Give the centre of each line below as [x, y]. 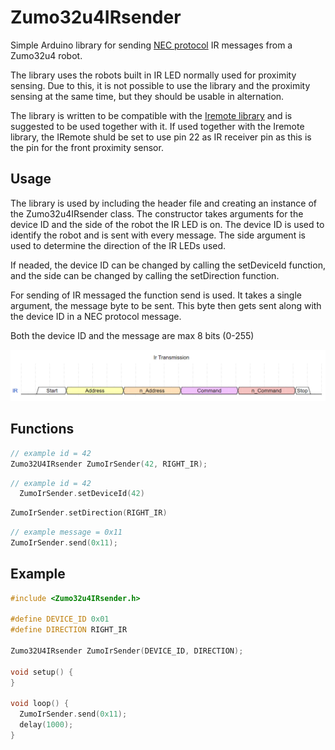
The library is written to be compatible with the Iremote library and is [151, 115]
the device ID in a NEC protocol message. [96, 316]
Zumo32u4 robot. [46, 55]
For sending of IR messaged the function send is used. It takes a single [156, 295]
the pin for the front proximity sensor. [87, 147]
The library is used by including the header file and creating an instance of [164, 203]
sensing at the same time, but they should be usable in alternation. [147, 96]
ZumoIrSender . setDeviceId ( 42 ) [82, 494]
